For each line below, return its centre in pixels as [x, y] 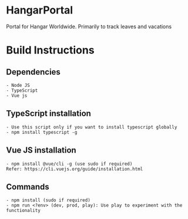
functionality [23, 211]
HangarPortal [40, 10]
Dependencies [33, 72]
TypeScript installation [48, 114]
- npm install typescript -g [42, 132]
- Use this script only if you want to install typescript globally [92, 127]
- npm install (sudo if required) [48, 200]
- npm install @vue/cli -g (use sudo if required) [69, 164]
